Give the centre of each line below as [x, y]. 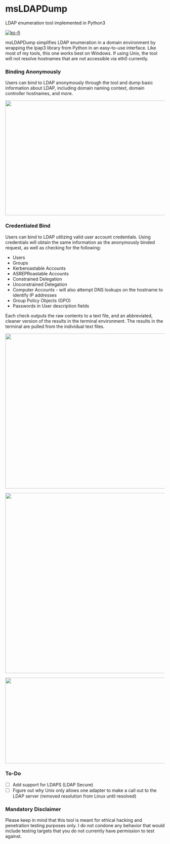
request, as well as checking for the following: [53, 247]
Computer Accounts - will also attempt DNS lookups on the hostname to [88, 289]
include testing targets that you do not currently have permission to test [80, 831]
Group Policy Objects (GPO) [41, 300]
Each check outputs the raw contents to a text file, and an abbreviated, [79, 315]
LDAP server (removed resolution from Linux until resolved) [74, 796]
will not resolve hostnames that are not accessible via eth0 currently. [77, 58]
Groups [20, 263]
